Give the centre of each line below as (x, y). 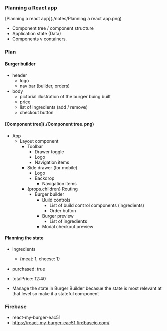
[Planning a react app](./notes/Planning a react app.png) (63, 19)
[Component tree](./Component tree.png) (49, 124)
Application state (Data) (36, 34)
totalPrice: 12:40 (29, 278)
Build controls (56, 200)
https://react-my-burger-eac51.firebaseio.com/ (61, 323)
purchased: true (29, 269)
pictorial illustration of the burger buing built (65, 97)
